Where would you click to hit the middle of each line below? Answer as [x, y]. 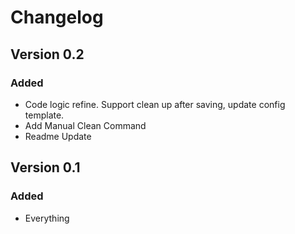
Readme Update [58, 136]
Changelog [57, 17]
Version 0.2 [47, 54]
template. [44, 115]
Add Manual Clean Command [85, 125]
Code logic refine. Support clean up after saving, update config [155, 104]
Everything [47, 218]
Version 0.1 [45, 167]
